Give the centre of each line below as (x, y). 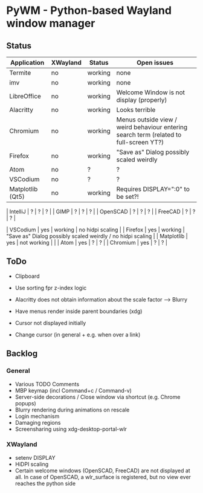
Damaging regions (38, 422)
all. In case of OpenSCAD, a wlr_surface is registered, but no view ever (103, 477)
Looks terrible (136, 110)
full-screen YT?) (140, 142)
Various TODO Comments (47, 384)
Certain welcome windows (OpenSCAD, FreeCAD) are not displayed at (102, 470)
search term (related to (149, 135)
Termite (20, 73)
